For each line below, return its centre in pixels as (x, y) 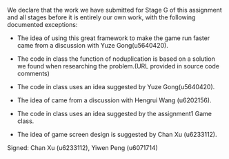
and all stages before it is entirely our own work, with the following (101, 17)
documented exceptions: (42, 25)
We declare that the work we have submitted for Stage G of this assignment (114, 10)
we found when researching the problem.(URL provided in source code (118, 66)
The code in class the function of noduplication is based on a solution (116, 59)
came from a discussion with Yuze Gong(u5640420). (93, 45)
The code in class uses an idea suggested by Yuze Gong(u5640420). (116, 87)
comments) (33, 73)
